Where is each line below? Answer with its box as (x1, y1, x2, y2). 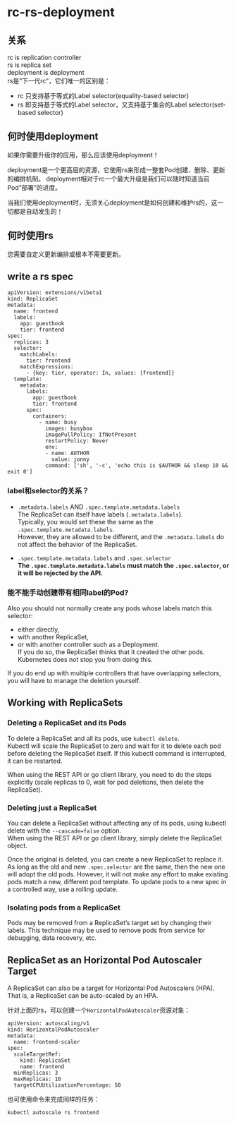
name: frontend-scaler (13, 1039, 80, 1046)
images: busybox (44, 425, 93, 433)
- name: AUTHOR (44, 450, 90, 457)
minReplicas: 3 (13, 1070, 58, 1077)
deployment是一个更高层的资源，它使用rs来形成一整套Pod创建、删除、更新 (7, 165, 225, 174)
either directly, (17, 625, 60, 634)
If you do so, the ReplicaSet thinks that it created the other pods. (17, 648, 206, 656)
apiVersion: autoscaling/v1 (7, 1020, 90, 1027)
